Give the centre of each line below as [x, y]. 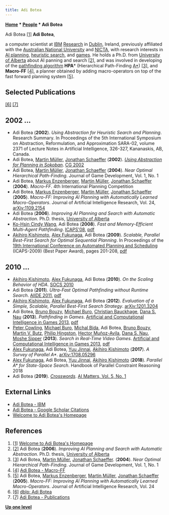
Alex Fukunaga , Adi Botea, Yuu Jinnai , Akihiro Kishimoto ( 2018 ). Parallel [87, 360]
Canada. [21, 154]
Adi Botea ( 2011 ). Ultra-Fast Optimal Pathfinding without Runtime [80, 290]
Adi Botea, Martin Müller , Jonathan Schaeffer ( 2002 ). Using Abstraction [87, 160]
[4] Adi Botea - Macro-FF [39, 470]
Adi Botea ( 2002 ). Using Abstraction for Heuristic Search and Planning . [87, 133]
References [24, 431]
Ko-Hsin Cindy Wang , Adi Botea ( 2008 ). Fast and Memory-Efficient [82, 224]
